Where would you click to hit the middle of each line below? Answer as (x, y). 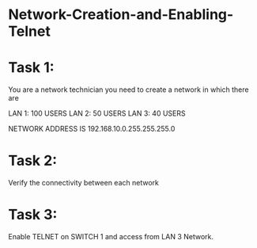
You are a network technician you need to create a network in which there (128, 90)
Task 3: (33, 215)
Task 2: (33, 161)
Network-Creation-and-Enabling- (121, 15)
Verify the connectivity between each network (84, 183)
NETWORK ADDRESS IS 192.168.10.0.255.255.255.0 (92, 129)
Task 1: (31, 68)
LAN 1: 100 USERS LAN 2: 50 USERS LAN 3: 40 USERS (97, 113)
